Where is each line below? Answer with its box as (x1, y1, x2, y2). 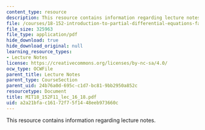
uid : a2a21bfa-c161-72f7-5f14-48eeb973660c (6, 99, 119, 106)
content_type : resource (6, 9, 67, 15)
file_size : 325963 (6, 26, 53, 32)
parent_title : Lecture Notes (6, 71, 81, 78)
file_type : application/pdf (6, 32, 78, 38)
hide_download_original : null (6, 43, 84, 49)
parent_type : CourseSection (6, 77, 78, 83)
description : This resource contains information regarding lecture (6, 15, 184, 21)
